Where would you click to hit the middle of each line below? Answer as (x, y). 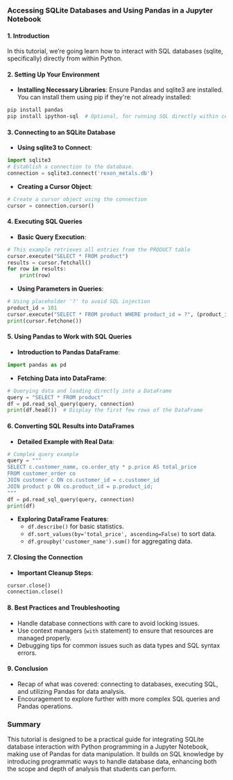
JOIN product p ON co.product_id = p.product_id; (80, 486)
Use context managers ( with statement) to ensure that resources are (115, 631)
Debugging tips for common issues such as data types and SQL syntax (119, 645)
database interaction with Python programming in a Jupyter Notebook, (108, 747)
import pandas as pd (37, 365)
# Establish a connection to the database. (71, 167)
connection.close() (35, 592)
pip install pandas (35, 110)
